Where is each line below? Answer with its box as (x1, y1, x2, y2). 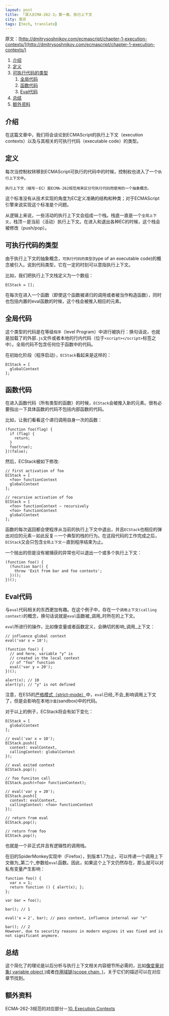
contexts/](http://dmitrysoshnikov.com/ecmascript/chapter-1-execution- (5, 41, 155, 48)
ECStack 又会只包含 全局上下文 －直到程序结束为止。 (5, 539, 106, 545)
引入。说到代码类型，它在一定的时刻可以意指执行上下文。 (14, 261, 133, 267)
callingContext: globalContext (10, 750, 75, 755)
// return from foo (5, 829, 46, 834)
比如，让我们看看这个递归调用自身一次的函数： (5, 417, 102, 423)
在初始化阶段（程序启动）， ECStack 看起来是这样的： (5, 352, 112, 358)
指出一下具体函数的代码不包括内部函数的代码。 (9, 406, 107, 412)
